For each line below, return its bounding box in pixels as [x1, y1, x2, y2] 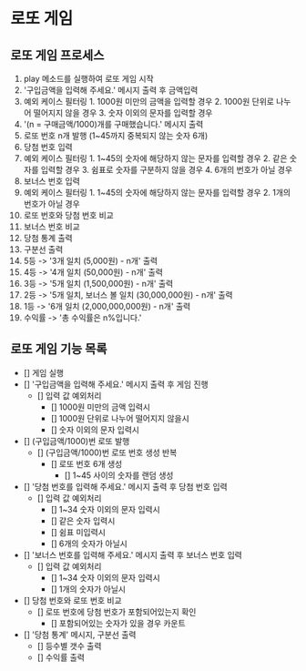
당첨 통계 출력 [23, 233, 73, 243]
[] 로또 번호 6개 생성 [50, 458, 123, 469]
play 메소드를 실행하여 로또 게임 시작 [23, 74, 154, 84]
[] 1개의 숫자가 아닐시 [50, 584, 127, 595]
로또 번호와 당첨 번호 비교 [23, 210, 115, 220]
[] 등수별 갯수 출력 [36, 640, 102, 651]
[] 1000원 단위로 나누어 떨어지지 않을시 [50, 412, 189, 423]
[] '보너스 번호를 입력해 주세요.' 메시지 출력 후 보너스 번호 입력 [23, 549, 242, 560]
